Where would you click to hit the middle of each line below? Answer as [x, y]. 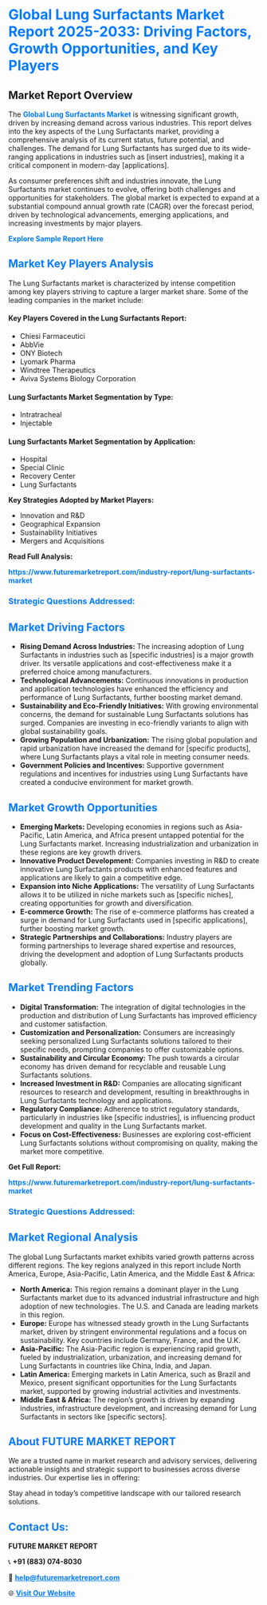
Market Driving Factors [67, 627]
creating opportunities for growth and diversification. [106, 903]
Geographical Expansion [60, 524]
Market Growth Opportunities [83, 808]
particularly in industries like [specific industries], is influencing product [137, 1117]
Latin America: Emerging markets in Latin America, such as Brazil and [135, 1374]
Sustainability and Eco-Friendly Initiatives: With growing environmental [139, 706]
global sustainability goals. [63, 731]
